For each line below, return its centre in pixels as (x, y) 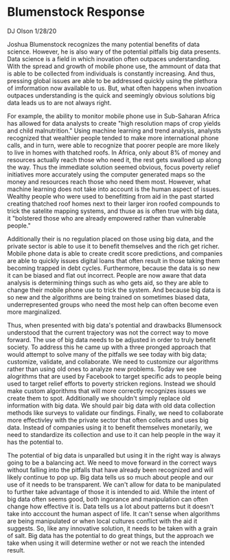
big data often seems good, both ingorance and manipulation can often (107, 499)
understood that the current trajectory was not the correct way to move (108, 332)
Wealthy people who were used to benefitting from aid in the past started (111, 196)
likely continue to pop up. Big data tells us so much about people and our (111, 477)
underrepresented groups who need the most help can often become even (113, 304)
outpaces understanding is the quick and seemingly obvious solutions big (111, 95)
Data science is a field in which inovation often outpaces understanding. (109, 58)
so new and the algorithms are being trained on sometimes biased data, (108, 297)
